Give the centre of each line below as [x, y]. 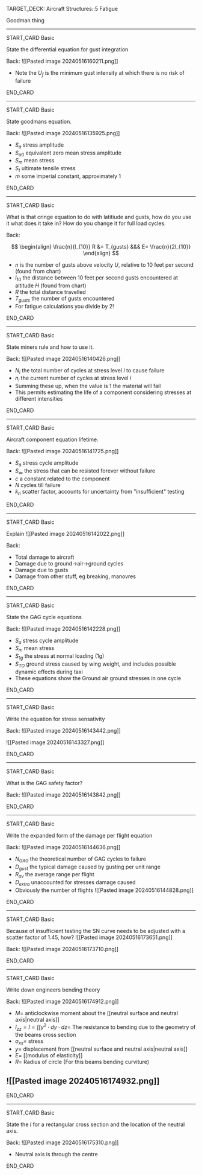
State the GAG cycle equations [44, 617]
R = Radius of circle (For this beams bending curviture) [82, 1062]
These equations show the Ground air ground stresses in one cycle [98, 678]
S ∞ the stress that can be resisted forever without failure [85, 471]
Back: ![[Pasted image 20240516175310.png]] [63, 1142]
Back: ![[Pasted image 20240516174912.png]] [63, 1001]
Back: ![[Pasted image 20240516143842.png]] [63, 794]
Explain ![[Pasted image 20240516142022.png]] [66, 533]
